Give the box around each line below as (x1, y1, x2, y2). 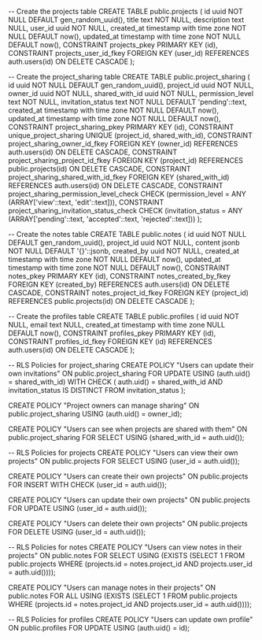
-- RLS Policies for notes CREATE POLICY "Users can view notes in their (8, 542, 242, 552)
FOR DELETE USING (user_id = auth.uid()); (8, 527, 146, 536)
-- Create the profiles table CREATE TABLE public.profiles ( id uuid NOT (8, 312, 240, 321)
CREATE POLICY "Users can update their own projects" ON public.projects (8, 495, 250, 505)
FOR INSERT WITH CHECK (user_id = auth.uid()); (8, 480, 168, 489)
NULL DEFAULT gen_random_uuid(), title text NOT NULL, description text (8, 15, 245, 24)
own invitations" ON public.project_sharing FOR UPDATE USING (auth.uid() (8, 369, 251, 378)
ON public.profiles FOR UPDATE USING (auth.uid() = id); (8, 623, 190, 632)
